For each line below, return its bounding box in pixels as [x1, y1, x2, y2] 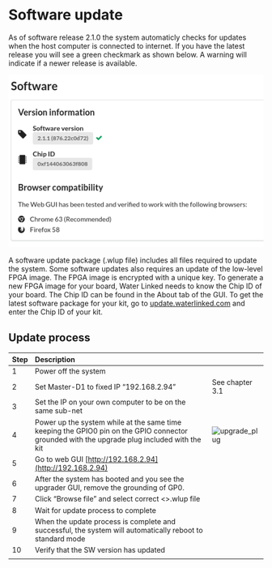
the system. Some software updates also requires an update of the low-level [8, 264, 263, 274]
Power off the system [35, 366, 106, 376]
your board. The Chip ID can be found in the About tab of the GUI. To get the [8, 290, 264, 300]
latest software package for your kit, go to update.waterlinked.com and [8, 298, 245, 309]
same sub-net [35, 406, 83, 416]
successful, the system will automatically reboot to [35, 525, 204, 535]
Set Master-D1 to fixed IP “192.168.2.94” [35, 382, 176, 391]
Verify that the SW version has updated [35, 545, 166, 555]
